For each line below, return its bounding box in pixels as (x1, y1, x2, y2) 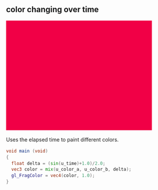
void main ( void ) (6, 148, 48, 154)
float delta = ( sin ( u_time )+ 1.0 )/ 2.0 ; (11, 160, 106, 166)
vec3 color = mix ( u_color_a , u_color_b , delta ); (11, 167, 132, 172)
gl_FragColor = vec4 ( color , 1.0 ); (11, 172, 95, 179)
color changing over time (6, 5, 99, 15)
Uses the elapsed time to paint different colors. (6, 136, 119, 143)
